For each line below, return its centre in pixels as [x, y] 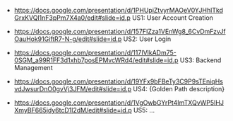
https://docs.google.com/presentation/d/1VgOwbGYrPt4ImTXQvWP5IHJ [119, 103]
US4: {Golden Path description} [179, 89]
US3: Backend [201, 60]
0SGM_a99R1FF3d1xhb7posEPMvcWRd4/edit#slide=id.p [96, 60]
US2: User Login [147, 39]
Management [33, 68]
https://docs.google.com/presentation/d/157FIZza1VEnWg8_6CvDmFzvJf [120, 31]
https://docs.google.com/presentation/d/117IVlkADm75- [95, 53]
